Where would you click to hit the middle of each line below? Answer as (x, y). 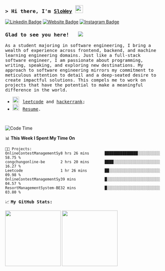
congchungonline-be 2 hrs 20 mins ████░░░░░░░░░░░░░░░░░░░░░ (83, 162)
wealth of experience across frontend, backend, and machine (81, 50)
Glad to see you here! (37, 35)
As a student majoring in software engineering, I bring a (78, 45)
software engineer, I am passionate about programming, (74, 60)
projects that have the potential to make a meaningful (74, 85)
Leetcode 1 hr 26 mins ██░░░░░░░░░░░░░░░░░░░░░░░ (83, 171)
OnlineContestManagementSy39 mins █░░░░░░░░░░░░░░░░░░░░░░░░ (83, 179)
